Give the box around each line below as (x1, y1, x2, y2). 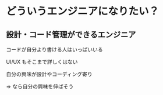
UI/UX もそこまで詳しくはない (6, 59, 78, 65)
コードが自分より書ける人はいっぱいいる (6, 46, 103, 53)
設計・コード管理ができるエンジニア (6, 30, 136, 39)
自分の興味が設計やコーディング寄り (6, 71, 93, 78)
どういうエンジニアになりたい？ (6, 5, 160, 18)
